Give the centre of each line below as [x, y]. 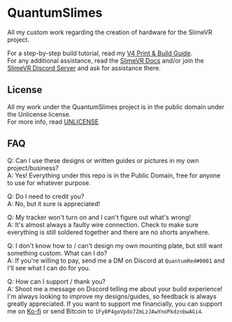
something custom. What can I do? [57, 253]
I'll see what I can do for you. [49, 268]
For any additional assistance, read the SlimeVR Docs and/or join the [106, 60]
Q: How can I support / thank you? [57, 281]
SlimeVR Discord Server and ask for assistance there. [84, 68]
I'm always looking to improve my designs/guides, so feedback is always [112, 296]
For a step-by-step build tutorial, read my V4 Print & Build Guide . [100, 53]
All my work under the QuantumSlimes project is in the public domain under [116, 107]
